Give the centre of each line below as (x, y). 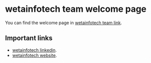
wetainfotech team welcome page (76, 9)
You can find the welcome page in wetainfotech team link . (64, 23)
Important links (29, 38)
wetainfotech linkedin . (35, 50)
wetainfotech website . (35, 55)
